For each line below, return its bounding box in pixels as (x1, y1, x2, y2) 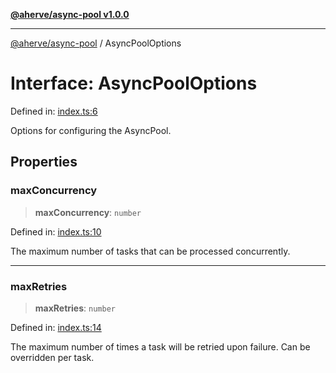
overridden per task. (10, 351, 95, 363)
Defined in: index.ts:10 (10, 225, 102, 238)
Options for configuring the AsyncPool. (10, 124, 172, 136)
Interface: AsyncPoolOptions (10, 72, 258, 95)
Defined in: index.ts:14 (10, 321, 102, 333)
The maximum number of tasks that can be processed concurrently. (10, 245, 291, 257)
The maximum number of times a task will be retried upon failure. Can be (10, 340, 311, 353)
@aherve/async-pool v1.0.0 (10, 9, 130, 20)
